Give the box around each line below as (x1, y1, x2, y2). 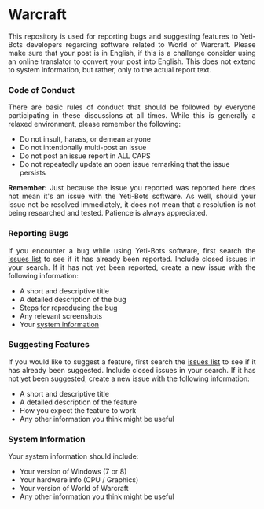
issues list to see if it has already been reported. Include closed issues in (8, 254, 256, 264)
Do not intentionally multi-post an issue (19, 143, 147, 153)
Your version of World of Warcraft (19, 484, 129, 493)
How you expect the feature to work (19, 405, 137, 415)
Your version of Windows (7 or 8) (19, 467, 127, 477)
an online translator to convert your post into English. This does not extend (8, 57, 256, 66)
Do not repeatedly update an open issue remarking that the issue (19, 160, 230, 169)
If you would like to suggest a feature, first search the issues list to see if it (8, 356, 256, 367)
